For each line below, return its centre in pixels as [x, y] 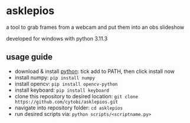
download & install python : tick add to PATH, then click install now [95, 71]
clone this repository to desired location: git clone [76, 96]
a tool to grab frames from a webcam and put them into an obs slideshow [95, 27]
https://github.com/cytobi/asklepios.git [66, 102]
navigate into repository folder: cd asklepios [68, 108]
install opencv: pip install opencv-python [66, 84]
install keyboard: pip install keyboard [62, 90]
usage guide [30, 57]
